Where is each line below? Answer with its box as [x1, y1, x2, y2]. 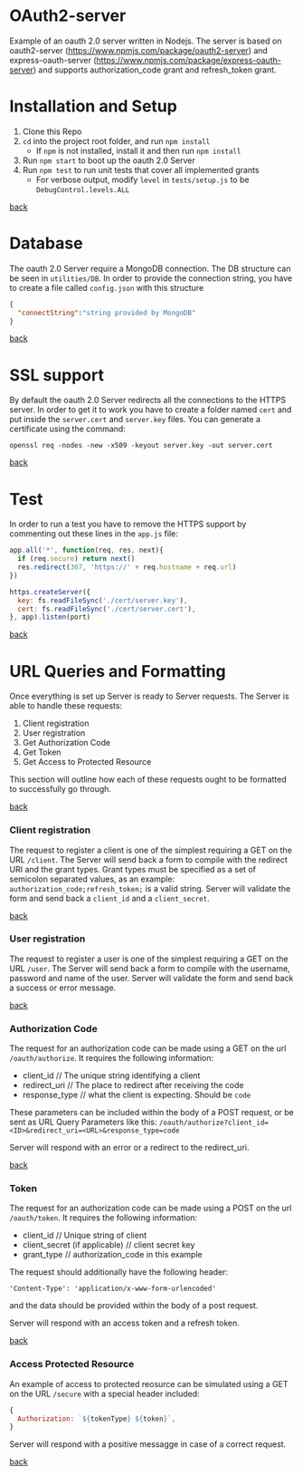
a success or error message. [9, 982, 117, 993]
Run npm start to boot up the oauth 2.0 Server [22, 155, 196, 166]
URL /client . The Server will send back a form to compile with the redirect [9, 853, 288, 865]
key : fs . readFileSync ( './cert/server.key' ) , [17, 595, 188, 605]
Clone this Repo [22, 126, 82, 137]
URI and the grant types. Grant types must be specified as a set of [9, 863, 256, 874]
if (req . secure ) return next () [17, 554, 136, 564]
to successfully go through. [9, 784, 111, 795]
